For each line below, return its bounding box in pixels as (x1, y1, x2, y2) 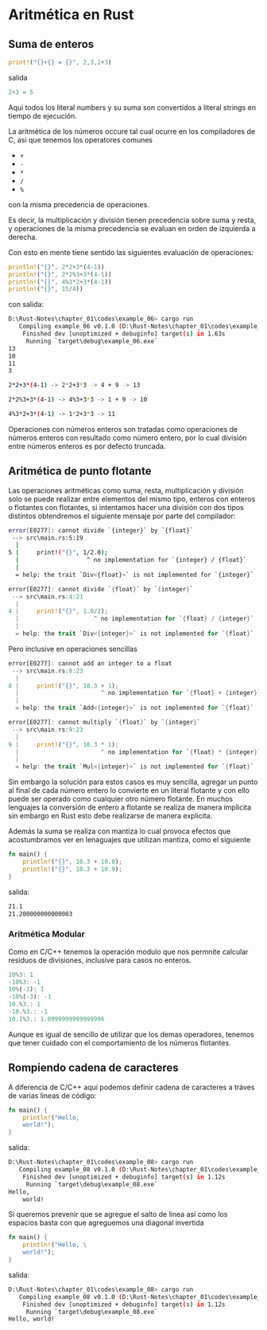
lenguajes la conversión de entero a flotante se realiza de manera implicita (8, 802, 252, 812)
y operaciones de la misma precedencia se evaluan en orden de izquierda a (8, 223, 256, 233)
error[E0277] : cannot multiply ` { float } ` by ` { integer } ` (8, 719, 201, 727)
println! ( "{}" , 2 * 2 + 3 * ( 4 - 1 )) (8, 263, 105, 271)
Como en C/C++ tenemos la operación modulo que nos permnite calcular (8, 947, 249, 956)
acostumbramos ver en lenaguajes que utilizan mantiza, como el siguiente (8, 835, 251, 845)
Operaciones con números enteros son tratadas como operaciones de (8, 424, 238, 434)
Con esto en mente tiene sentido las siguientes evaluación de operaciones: (8, 247, 254, 257)
